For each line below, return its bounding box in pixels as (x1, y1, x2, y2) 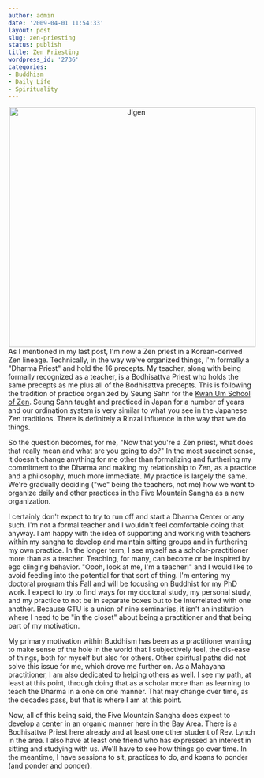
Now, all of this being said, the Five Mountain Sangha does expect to (8, 711, 231, 720)
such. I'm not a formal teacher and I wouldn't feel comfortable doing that (8, 520, 244, 530)
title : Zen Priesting (8, 48, 80, 56)
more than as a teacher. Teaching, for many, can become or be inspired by (8, 554, 251, 564)
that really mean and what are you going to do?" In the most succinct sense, (8, 446, 255, 455)
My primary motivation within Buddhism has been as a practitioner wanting (8, 636, 251, 646)
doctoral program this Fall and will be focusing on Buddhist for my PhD (8, 579, 238, 589)
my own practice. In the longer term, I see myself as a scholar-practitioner (8, 546, 249, 555)
